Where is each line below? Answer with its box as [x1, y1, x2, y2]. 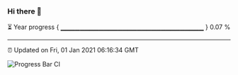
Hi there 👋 [7, 6, 42, 16]
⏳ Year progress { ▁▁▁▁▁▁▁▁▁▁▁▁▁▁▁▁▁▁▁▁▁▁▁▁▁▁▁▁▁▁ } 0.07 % [7, 23, 231, 31]
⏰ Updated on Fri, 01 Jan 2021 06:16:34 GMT [7, 46, 140, 54]
